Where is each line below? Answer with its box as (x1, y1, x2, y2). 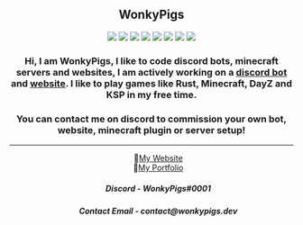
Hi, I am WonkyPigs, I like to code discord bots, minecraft (24, 54, 279, 67)
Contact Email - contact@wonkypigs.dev (78, 206, 238, 216)
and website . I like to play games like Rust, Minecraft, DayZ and (10, 76, 293, 89)
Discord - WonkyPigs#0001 (105, 183, 212, 193)
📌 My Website (133, 153, 183, 164)
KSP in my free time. (106, 88, 197, 101)
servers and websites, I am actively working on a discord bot (15, 66, 288, 78)
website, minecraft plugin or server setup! (57, 123, 246, 136)
